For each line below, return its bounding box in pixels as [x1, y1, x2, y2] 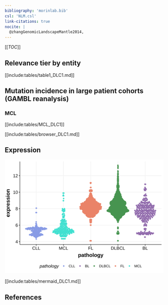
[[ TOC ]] [5, 44, 21, 50]
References [5, 293, 42, 301]
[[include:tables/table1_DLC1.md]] [5, 72, 75, 78]
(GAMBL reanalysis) [5, 95, 69, 103]
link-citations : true [5, 19, 50, 24]
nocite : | [5, 24, 26, 29]
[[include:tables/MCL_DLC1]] [5, 121, 65, 127]
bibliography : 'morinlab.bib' [5, 8, 69, 13]
